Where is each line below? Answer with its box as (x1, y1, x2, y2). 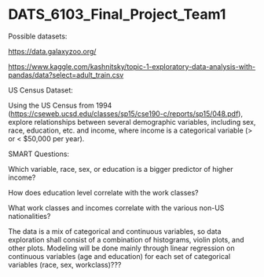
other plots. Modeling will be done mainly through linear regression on (8, 243, 235, 253)
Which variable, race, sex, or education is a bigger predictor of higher (8, 164, 233, 173)
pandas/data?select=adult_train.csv (8, 70, 124, 79)
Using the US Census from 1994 (8, 100, 112, 110)
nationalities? (8, 211, 51, 221)
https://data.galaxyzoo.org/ (8, 46, 97, 56)
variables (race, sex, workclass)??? (8, 260, 122, 269)
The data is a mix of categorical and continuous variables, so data (8, 226, 222, 236)
